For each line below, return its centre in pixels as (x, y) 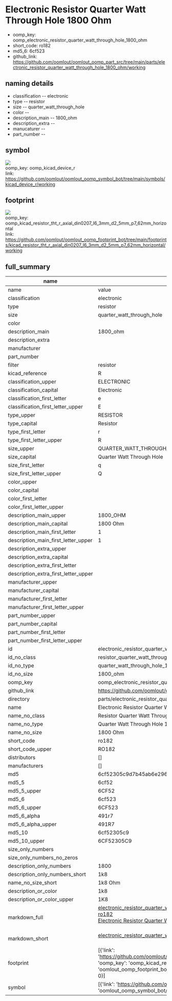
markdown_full (26, 917)
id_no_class (22, 657)
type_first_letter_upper (35, 440)
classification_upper (32, 382)
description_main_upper (37, 515)
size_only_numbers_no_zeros (43, 858)
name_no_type (26, 724)
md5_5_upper (25, 791)
